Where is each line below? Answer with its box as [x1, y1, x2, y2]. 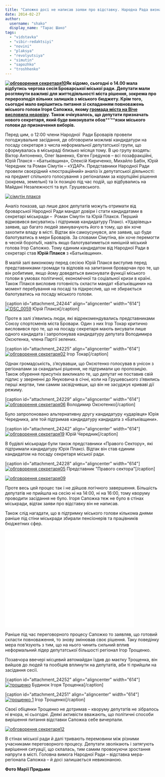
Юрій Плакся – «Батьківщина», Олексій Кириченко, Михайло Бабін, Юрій [5, 158, 159, 163]
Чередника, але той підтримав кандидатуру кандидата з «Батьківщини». [5, 417, 158, 422]
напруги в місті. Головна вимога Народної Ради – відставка [5, 751, 130, 757]
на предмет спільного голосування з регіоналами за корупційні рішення [5, 173, 157, 179]
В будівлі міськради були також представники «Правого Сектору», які [5, 441, 153, 446]
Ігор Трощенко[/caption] [34, 697, 85, 702]
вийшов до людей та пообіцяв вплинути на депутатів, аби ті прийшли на [5, 662, 157, 668]
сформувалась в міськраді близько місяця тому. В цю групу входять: [5, 147, 151, 153]
